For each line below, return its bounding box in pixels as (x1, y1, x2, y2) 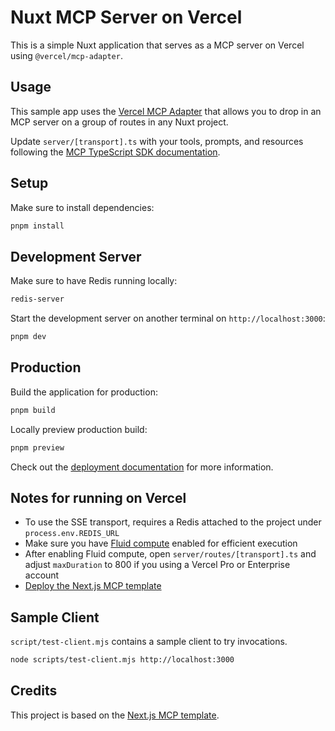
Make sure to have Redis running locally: (10, 275, 178, 287)
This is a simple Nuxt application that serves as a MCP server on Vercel (10, 39, 305, 51)
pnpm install (10, 221, 65, 231)
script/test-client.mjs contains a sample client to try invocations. (10, 636, 288, 648)
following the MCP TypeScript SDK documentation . (10, 146, 221, 158)
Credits (10, 682, 58, 700)
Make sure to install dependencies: (10, 201, 155, 213)
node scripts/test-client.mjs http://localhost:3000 (10, 655, 235, 665)
